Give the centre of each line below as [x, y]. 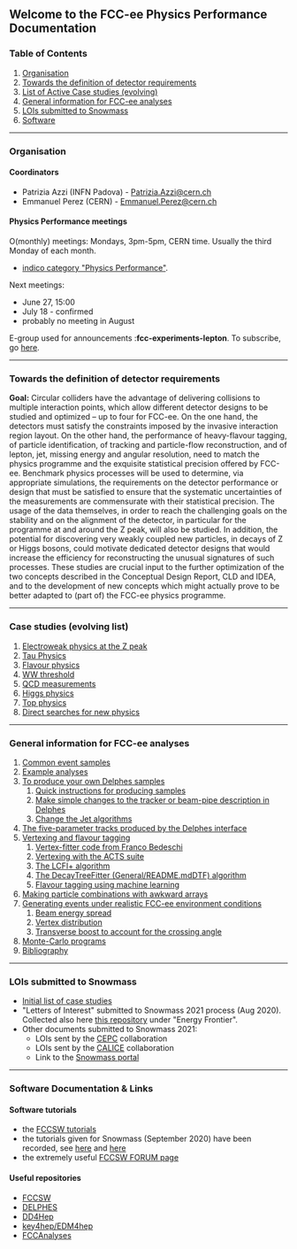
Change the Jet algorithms [84, 819]
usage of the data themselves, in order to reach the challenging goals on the [148, 511]
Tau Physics [44, 655]
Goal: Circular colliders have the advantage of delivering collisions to [135, 398]
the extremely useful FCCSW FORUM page [100, 1158]
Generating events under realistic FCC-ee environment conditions [142, 903]
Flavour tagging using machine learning [107, 884]
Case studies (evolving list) [69, 627]
